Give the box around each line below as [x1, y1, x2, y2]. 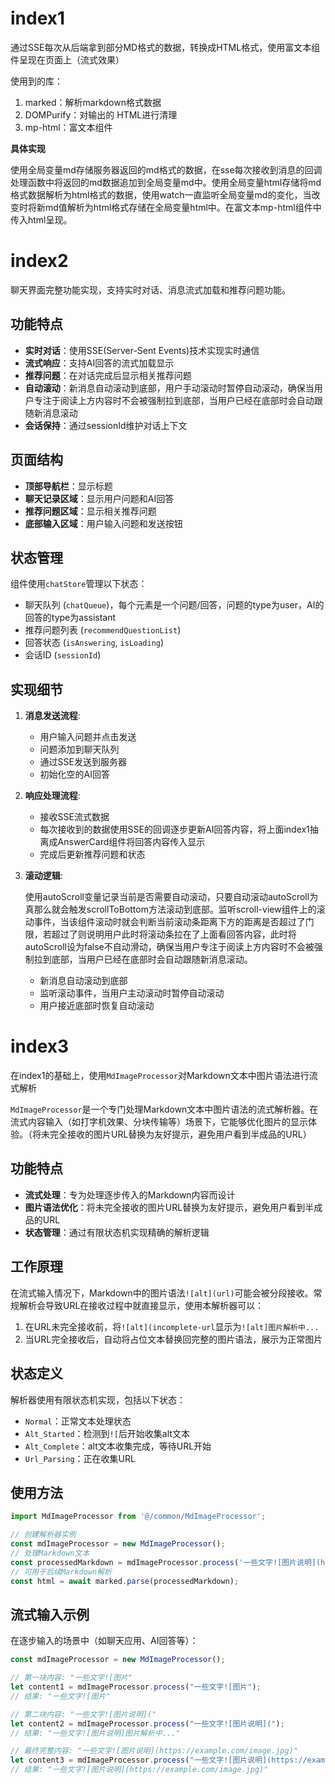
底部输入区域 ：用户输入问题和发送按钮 [24, 517, 183, 529]
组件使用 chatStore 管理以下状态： [10, 578, 148, 590]
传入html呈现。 [10, 213, 73, 226]
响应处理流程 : [24, 790, 81, 802]
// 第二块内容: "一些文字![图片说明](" [10, 1709, 157, 1719]
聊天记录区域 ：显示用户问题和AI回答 [24, 492, 175, 504]
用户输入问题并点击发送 [39, 731, 137, 743]
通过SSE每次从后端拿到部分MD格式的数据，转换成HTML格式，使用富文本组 [10, 41, 321, 53]
